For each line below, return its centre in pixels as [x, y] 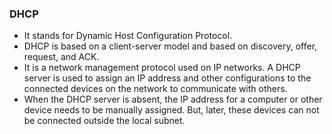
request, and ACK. [61, 57]
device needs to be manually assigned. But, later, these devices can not [171, 110]
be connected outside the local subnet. [104, 121]
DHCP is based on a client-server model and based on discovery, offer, [170, 46]
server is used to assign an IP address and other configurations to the [167, 78]
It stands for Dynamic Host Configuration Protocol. [128, 36]
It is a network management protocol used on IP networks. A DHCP [162, 68]
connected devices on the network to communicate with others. [155, 89]
